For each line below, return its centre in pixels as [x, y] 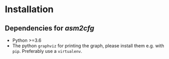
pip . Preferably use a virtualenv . [47, 51]
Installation [29, 9]
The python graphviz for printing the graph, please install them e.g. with [88, 46]
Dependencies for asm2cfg [50, 28]
